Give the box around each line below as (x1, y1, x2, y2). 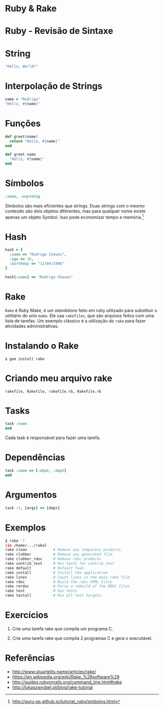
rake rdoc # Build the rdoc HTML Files (5, 579, 112, 584)
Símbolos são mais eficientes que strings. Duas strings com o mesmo (5, 203, 145, 209)
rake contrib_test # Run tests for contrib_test (5, 561, 115, 566)
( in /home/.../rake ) (5, 543, 47, 548)
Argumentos (5, 489, 57, 500)
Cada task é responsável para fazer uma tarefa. (5, 435, 101, 441)
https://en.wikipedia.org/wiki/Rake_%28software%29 (12, 674, 120, 680)
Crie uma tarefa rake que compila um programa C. (12, 626, 113, 631)
